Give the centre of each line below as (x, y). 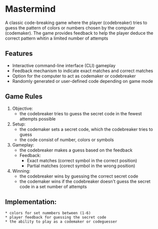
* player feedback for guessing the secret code (56, 217)
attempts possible (38, 119)
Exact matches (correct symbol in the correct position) (82, 160)
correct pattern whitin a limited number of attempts (57, 38)
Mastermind (30, 9)
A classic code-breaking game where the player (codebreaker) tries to (76, 23)
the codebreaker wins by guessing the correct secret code (79, 176)
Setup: (19, 124)
